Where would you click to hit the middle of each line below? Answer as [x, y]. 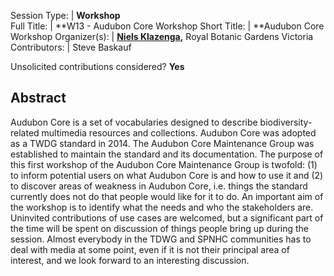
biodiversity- [286, 122]
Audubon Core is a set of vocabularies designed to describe [134, 122]
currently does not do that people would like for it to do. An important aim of [167, 196]
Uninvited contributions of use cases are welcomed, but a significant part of [167, 217]
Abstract [38, 98]
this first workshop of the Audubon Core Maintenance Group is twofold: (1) [164, 164]
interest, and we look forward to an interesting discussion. [130, 260]
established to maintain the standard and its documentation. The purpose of [167, 154]
